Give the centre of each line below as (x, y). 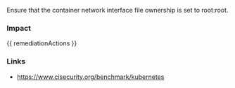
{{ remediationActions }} (42, 43)
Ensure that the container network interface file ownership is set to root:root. (118, 10)
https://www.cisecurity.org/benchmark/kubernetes (90, 77)
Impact (19, 28)
